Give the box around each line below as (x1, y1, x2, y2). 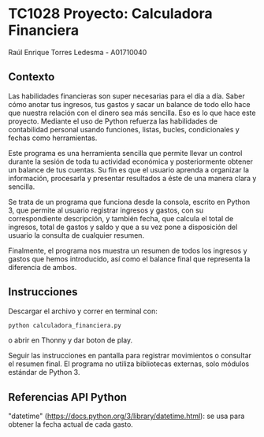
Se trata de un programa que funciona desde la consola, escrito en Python (8, 197, 251, 206)
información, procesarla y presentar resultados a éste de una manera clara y (8, 173, 257, 183)
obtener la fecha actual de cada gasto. (8, 420, 134, 429)
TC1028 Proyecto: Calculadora (8, 5, 213, 23)
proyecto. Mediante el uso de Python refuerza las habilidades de (8, 116, 218, 126)
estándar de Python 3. (8, 368, 80, 377)
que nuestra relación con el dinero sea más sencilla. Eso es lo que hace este (8, 108, 256, 117)
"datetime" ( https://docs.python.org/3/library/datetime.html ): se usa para (8, 411, 245, 421)
